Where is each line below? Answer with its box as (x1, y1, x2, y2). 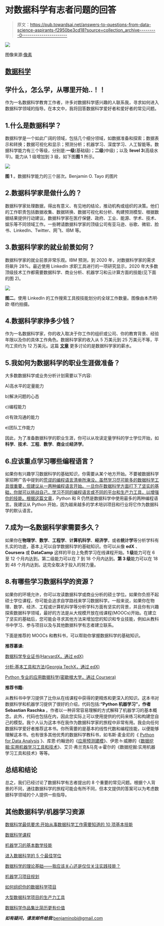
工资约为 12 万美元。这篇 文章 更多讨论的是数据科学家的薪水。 (9, 343, 134, 349)
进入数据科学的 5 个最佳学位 (5, 853, 62, 859)
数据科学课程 (5, 832, 31, 838)
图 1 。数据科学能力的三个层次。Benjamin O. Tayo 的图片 (5, 173, 118, 179)
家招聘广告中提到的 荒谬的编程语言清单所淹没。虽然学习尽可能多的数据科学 (5, 477, 155, 483)
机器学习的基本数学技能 (5, 842, 52, 848)
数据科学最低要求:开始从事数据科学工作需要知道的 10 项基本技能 (5, 822, 133, 828)
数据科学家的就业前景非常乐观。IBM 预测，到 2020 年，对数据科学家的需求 (5, 257, 156, 263)
